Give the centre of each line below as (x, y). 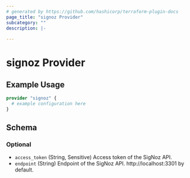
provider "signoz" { (32, 98)
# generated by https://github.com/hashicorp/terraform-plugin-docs (92, 12)
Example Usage (36, 84)
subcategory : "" (26, 22)
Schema (22, 128)
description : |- (26, 28)
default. (24, 170)
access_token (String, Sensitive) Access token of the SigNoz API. (94, 157)
